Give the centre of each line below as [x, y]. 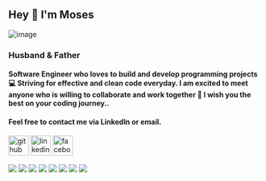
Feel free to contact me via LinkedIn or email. [85, 121]
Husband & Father [44, 55]
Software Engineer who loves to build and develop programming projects [133, 74]
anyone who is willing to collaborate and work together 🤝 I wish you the [130, 95]
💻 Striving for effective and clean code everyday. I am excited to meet [128, 83]
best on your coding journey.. [59, 103]
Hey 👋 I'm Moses [51, 15]
